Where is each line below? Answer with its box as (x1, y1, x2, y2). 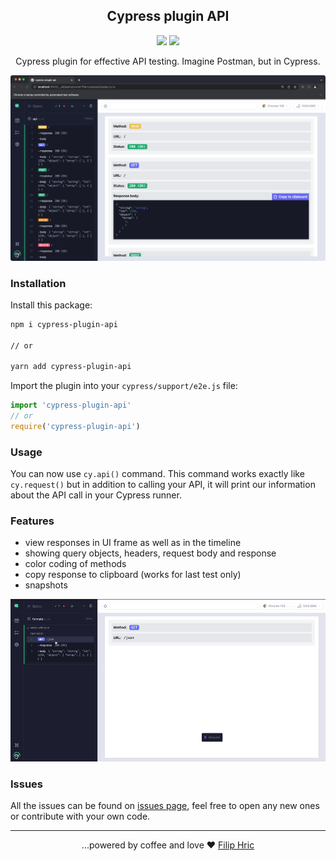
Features (10, 514, 55, 528)
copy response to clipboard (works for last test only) (24, 569, 242, 581)
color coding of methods (24, 558, 127, 570)
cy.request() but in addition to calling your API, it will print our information (10, 479, 316, 491)
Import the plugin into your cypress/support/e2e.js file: (10, 380, 238, 392)
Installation (10, 276, 67, 290)
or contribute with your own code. (10, 810, 151, 823)
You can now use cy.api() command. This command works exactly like (10, 468, 305, 480)
